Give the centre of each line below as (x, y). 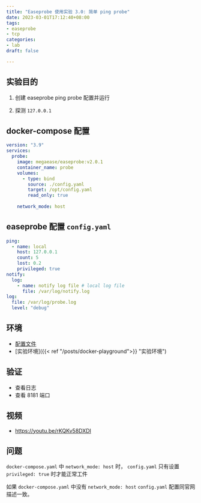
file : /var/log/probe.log (44, 303)
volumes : (28, 173)
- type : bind (38, 179)
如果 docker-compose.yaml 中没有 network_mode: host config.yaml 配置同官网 (101, 487)
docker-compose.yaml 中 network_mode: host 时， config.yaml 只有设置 (93, 466)
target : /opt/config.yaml (60, 190)
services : (19, 151)
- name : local (29, 247)
